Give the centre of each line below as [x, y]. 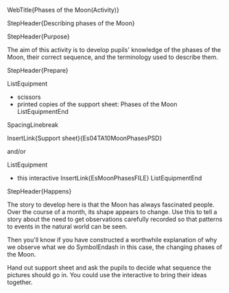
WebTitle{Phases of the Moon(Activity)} [63, 10]
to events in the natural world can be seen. [68, 226]
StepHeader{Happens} [39, 191]
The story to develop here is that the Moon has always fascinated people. [111, 204]
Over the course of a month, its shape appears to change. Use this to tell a [112, 212]
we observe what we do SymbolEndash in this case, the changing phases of [115, 247]
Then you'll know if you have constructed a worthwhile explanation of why [112, 240]
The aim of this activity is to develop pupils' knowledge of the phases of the [114, 50]
